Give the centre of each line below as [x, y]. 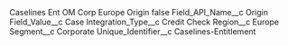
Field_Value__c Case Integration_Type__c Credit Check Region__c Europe [144, 22]
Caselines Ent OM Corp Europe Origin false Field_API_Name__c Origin [139, 12]
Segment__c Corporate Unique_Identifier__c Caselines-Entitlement [133, 32]
